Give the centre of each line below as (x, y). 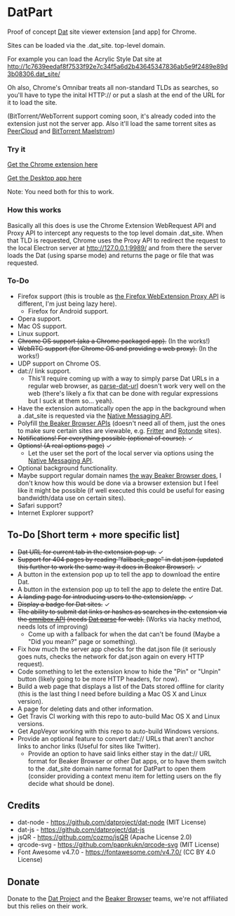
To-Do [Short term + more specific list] (94, 535)
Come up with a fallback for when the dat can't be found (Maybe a (124, 634)
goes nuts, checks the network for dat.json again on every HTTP (111, 656)
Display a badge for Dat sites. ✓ (63, 604)
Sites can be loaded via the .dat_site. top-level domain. (87, 45)
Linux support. (38, 333)
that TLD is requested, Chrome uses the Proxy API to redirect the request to (116, 240)
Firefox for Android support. (68, 311)
